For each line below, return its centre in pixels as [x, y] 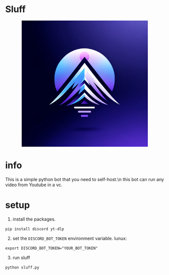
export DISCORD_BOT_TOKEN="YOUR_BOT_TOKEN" [52, 248]
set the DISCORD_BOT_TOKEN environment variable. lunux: [70, 238]
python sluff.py [22, 267]
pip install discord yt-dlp [35, 229]
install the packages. [34, 219]
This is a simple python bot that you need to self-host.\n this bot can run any [85, 179]
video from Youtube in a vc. [34, 185]
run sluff [21, 257]
